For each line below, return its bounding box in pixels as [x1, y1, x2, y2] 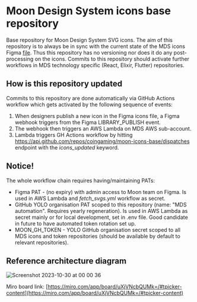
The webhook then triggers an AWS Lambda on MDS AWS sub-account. [14, 125, 192, 132]
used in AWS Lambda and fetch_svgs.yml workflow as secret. [14, 195, 166, 202]
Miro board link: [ [6, 283, 48, 290]
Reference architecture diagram [6, 256, 126, 266]
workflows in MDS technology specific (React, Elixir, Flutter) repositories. [6, 61, 185, 69]
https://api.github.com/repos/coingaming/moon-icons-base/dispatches [14, 138, 190, 145]
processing [6, 55, 34, 62]
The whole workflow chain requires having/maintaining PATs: [6, 177, 155, 184]
